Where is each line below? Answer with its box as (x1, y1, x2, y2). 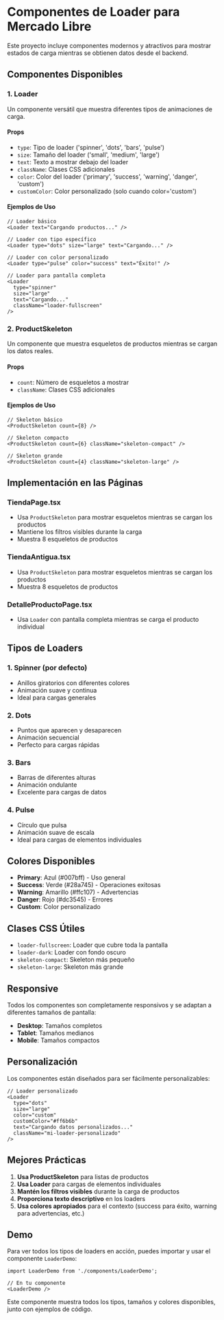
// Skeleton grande (7, 452, 63, 459)
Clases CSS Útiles (7, 922, 86, 935)
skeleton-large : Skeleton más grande (16, 963, 124, 971)
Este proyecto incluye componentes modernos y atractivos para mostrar (7, 41, 212, 49)
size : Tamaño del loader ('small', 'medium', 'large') (16, 150, 160, 159)
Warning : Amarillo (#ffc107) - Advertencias (16, 888, 139, 897)
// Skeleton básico (7, 416, 63, 423)
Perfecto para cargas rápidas (16, 741, 100, 749)
